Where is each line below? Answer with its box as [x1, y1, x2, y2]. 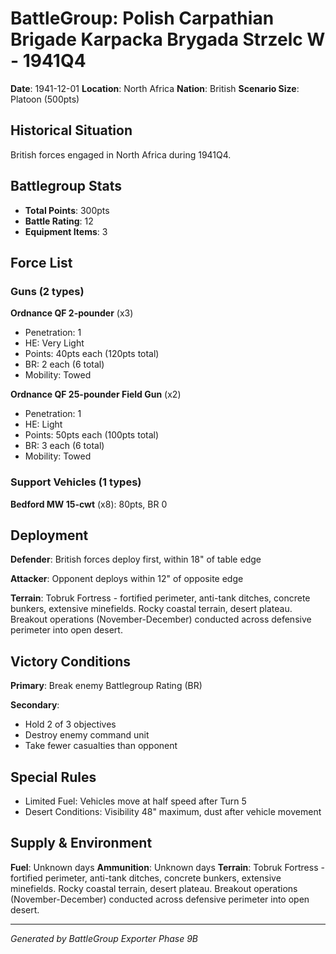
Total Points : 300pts [24, 204, 110, 216]
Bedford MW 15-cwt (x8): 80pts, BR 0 [10, 498, 168, 510]
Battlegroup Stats [10, 178, 122, 195]
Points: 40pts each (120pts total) [24, 348, 160, 360]
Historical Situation [10, 122, 133, 139]
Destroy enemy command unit [24, 729, 150, 741]
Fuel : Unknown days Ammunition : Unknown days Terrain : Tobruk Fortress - [10, 861, 325, 873]
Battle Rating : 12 [24, 215, 94, 227]
